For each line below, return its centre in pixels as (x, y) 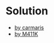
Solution (27, 11)
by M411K (26, 33)
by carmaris (29, 27)
